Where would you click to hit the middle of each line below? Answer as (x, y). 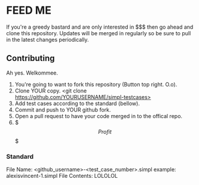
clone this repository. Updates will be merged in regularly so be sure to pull (99, 33)
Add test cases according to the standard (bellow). (77, 103)
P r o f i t (105, 131)
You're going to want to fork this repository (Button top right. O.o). (96, 84)
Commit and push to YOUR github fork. (63, 110)
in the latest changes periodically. (48, 39)
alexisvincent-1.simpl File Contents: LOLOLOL (62, 176)
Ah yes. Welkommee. (32, 73)
